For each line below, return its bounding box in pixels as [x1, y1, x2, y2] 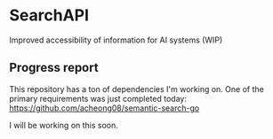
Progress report [9, 60, 100, 75]
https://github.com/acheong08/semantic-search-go [9, 103, 200, 113]
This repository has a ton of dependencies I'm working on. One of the [9, 83, 264, 94]
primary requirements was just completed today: [9, 93, 187, 104]
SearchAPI [9, 5, 90, 26]
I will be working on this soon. [9, 120, 118, 130]
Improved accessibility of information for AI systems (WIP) [9, 35, 223, 45]
